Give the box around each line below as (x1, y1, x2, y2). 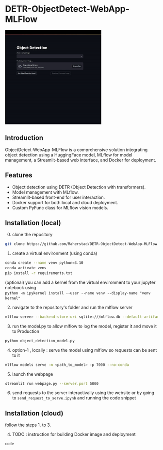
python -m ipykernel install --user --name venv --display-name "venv (5, 291, 151, 295)
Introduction (5, 134, 44, 142)
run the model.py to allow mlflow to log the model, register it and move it (12, 323, 157, 329)
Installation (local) (5, 219, 62, 227)
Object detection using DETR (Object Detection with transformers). (12, 184, 146, 190)
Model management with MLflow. (12, 189, 79, 195)
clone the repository (12, 232, 53, 238)
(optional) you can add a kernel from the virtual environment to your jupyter (5, 279, 156, 285)
